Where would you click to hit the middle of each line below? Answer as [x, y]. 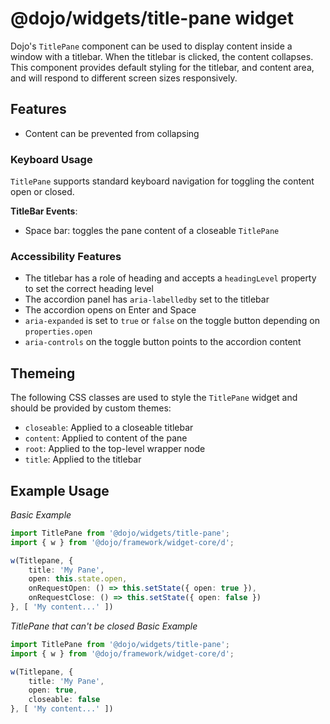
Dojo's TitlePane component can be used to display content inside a [151, 46]
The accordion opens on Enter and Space [110, 310]
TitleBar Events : [44, 211]
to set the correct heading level [89, 289]
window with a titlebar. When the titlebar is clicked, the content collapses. [162, 56]
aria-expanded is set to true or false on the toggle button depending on [172, 321]
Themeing [43, 373]
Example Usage [60, 490]
